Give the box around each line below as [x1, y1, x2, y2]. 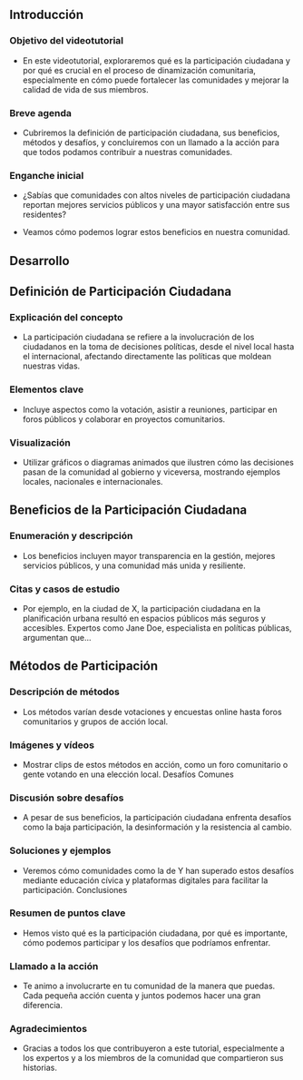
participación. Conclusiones [22, 884, 128, 895]
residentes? [22, 209, 66, 221]
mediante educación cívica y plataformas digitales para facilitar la [22, 875, 269, 886]
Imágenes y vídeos [9, 739, 95, 751]
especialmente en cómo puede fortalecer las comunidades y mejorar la [22, 74, 289, 85]
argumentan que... [22, 632, 93, 643]
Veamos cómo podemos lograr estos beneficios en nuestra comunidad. [22, 227, 290, 238]
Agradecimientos [9, 1023, 88, 1036]
